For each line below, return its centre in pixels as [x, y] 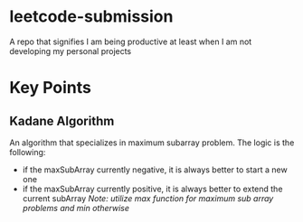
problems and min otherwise [76, 208]
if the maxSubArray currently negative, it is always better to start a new [155, 170]
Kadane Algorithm [62, 120]
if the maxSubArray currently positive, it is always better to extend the [152, 189]
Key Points [51, 88]
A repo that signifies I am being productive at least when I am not [131, 42]
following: [28, 152]
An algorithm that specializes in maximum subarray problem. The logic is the [152, 143]
